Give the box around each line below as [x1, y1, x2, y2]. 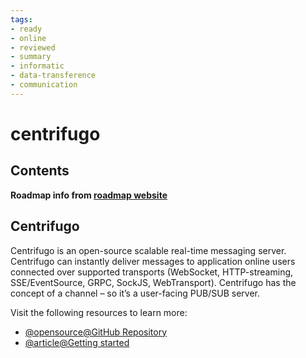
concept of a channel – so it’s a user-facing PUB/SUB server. [10, 287, 261, 299]
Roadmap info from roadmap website [10, 189, 168, 201]
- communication [10, 80, 78, 90]
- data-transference [10, 71, 97, 81]
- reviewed [10, 42, 56, 53]
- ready [10, 24, 43, 34]
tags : [10, 14, 33, 25]
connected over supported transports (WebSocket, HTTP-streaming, [10, 266, 294, 278]
